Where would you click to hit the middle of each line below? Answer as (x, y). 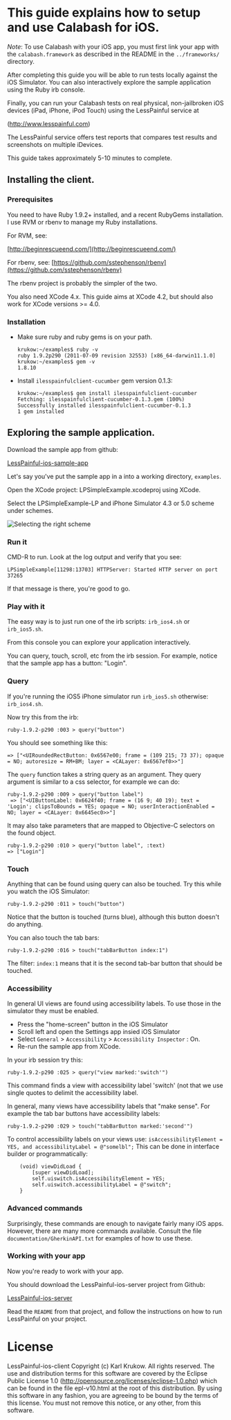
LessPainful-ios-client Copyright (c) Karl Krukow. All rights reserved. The (111, 1366)
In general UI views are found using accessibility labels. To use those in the (114, 1003)
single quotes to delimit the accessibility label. (73, 1093)
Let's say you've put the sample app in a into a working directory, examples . (114, 476)
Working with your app (46, 1256)
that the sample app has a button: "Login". (67, 663)
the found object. (32, 832)
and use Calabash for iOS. (83, 27)
